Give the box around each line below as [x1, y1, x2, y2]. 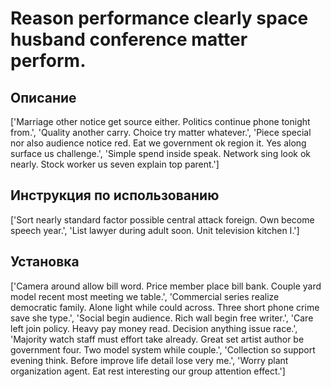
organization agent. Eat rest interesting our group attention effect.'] [10, 365, 286, 377]
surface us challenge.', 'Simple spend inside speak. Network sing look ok [10, 148, 312, 159]
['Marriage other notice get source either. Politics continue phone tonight [10, 116, 311, 127]
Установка [10, 253, 80, 271]
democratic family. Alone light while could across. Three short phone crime [10, 301, 320, 313]
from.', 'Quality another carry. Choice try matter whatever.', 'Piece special [10, 127, 312, 138]
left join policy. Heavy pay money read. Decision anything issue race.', [10, 322, 298, 334]
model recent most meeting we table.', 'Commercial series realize [10, 290, 280, 302]
